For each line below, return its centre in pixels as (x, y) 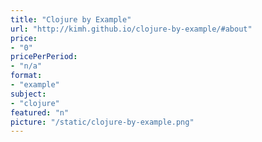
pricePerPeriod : (44, 57)
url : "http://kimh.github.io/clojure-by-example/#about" (131, 29)
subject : (28, 94)
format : (26, 76)
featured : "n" (40, 112)
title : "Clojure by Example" (71, 19)
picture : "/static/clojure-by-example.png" (102, 122)
